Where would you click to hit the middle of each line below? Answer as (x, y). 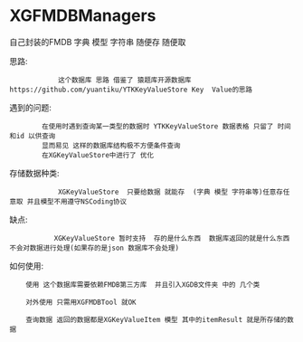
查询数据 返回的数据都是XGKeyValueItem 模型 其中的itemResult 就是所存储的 (156, 319)
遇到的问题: (31, 107)
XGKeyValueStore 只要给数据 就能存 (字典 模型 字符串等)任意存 (170, 192)
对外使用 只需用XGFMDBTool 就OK (81, 302)
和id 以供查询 (33, 136)
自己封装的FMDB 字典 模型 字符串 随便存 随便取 (98, 42)
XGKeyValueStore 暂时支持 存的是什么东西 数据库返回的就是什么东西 (172, 238)
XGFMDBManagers (83, 16)
